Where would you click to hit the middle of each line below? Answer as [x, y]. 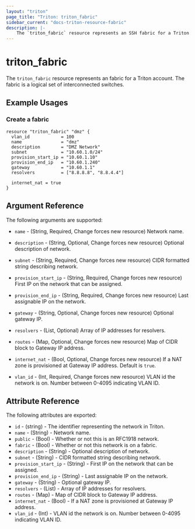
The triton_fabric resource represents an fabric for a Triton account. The [95, 78]
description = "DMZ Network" [56, 147]
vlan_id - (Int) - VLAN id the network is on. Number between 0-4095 [97, 514]
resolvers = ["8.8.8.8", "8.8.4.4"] [68, 172]
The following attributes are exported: [51, 415]
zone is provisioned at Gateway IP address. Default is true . [85, 365]
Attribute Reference [43, 401]
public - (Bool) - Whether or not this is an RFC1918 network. [87, 439]
